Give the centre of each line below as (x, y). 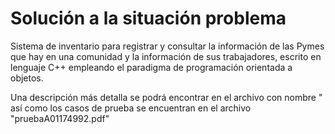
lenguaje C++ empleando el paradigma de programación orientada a (151, 67)
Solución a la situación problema (148, 18)
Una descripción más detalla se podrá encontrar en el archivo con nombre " (166, 97)
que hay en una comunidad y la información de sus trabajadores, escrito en (166, 56)
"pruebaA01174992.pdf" (60, 118)
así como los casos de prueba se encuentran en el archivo (131, 108)
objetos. (27, 78)
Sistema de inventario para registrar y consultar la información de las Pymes (167, 46)
